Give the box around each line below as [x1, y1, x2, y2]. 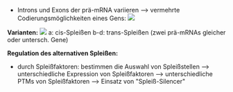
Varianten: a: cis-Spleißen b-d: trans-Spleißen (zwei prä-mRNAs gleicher [7, 28, 226, 37]
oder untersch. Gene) [7, 36, 69, 44]
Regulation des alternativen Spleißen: [7, 49, 119, 57]
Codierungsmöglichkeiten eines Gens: [17, 14, 126, 22]
